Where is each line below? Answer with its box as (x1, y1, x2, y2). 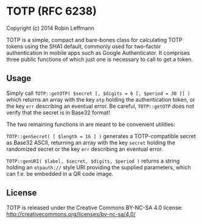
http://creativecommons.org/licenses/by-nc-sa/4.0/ (6, 210, 136, 217)
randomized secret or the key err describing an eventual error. (6, 145, 163, 153)
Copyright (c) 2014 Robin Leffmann (6, 24, 94, 32)
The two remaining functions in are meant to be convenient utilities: (6, 121, 175, 128)
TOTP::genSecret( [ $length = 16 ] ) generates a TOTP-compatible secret (6, 132, 196, 139)
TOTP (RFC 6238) (6, 4, 97, 18)
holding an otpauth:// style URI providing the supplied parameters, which (6, 163, 191, 171)
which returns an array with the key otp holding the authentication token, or (6, 96, 195, 103)
